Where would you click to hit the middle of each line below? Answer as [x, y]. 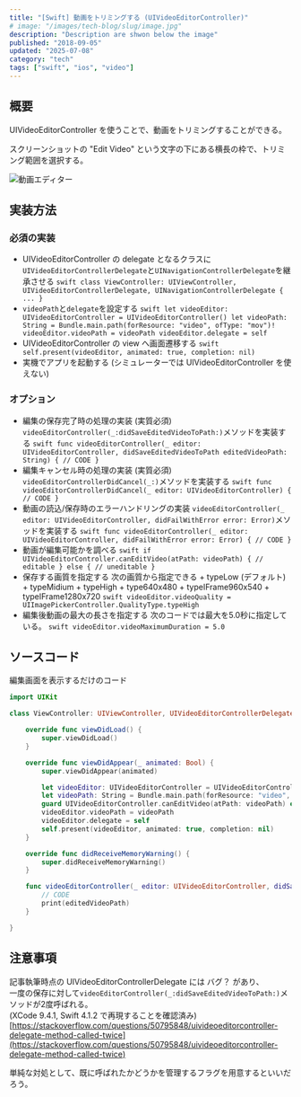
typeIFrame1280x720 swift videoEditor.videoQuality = [126, 596]
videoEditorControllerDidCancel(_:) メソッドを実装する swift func [147, 481]
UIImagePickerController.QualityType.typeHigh [111, 605]
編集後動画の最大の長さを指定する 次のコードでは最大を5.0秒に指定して [155, 615]
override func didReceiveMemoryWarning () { [108, 854]
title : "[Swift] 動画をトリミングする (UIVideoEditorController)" [129, 18]
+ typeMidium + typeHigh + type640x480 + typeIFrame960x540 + [146, 587]
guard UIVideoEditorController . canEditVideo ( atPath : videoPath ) [164, 804]
